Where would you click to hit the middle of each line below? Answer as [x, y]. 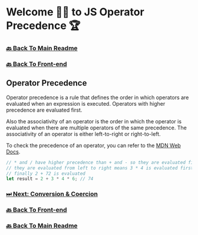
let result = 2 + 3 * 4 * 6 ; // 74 [50, 179]
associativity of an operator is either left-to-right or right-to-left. [83, 134]
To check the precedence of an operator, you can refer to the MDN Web [93, 145]
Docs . [13, 151]
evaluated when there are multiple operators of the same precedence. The [96, 128]
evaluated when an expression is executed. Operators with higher [86, 103]
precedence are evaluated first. [44, 110]
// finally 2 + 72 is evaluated [46, 174]
